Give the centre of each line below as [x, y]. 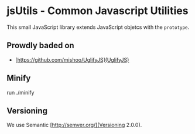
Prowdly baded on [41, 46]
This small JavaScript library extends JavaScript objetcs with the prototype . [98, 27]
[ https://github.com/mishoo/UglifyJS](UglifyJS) [72, 59]
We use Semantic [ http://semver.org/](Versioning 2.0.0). [74, 125]
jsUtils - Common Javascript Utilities [97, 11]
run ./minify [20, 92]
